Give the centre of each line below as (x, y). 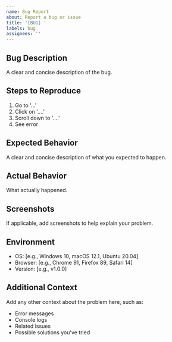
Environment (31, 242)
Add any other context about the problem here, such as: (75, 302)
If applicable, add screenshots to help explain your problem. (80, 223)
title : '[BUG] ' (26, 23)
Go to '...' (26, 105)
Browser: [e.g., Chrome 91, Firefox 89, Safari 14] (74, 263)
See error (26, 124)
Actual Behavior (37, 176)
